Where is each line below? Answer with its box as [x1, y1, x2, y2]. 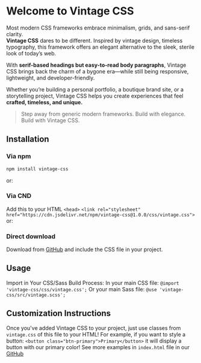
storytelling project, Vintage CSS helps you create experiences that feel [6, 92, 184, 99]
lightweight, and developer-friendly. [6, 74, 95, 81]
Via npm [6, 152, 31, 161]
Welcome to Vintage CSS [6, 4, 134, 18]
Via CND [6, 191, 32, 200]
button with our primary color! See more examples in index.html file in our [6, 343, 190, 350]
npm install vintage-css [6, 166, 69, 172]
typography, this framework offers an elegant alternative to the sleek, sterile [6, 43, 194, 51]
